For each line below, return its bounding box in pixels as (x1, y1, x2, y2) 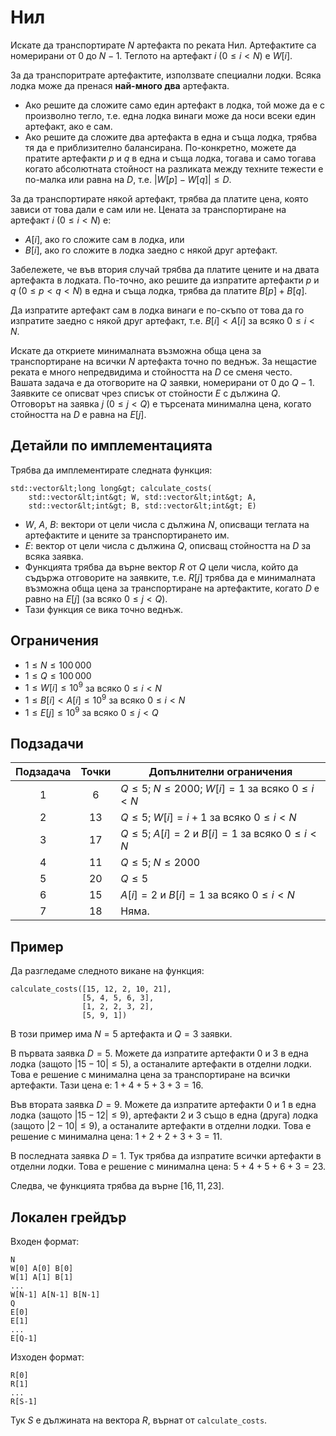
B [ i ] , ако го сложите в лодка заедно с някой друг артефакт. (24, 244, 278, 256)
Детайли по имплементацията (10, 437, 213, 455)
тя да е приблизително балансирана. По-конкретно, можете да (24, 141, 297, 153)
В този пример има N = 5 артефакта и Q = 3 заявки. (10, 1028, 233, 1040)
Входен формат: (10, 1235, 80, 1247)
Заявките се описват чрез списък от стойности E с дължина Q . (10, 387, 281, 399)
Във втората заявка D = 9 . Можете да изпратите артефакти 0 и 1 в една (10, 1099, 317, 1111)
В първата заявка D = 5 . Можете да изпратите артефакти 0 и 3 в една (10, 1047, 309, 1060)
